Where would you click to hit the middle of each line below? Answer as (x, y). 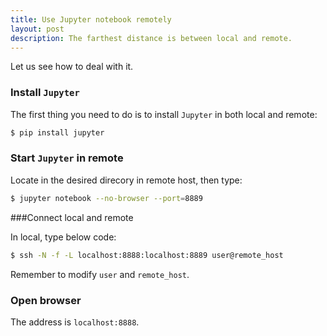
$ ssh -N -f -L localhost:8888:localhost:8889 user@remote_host (147, 255)
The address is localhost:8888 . (75, 322)
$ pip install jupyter (57, 132)
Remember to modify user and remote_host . (100, 274)
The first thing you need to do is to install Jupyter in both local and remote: (164, 114)
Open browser (46, 300)
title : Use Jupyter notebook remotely (91, 19)
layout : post (37, 29)
